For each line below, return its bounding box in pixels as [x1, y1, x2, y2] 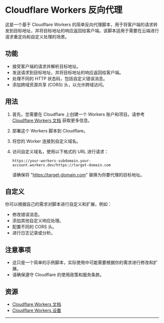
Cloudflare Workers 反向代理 [5, 4, 123, 16]
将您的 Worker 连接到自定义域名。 [12, 138, 81, 144]
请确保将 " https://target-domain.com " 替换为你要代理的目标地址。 [12, 172, 145, 177]
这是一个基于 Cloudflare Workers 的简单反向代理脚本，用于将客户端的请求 [5, 22, 154, 27]
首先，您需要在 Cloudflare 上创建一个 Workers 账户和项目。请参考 [12, 111, 145, 117]
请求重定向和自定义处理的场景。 [5, 34, 69, 40]
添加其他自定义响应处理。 [12, 218, 64, 224]
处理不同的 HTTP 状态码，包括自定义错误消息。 [12, 75, 108, 81]
